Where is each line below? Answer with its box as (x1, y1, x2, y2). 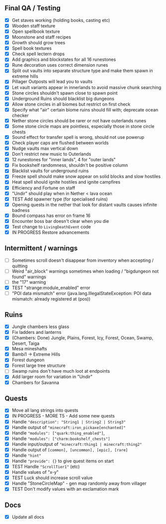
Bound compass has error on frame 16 (11, 212, 90, 218)
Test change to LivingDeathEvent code (11, 223, 91, 229)
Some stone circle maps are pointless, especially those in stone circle (11, 123, 155, 129)
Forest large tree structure (11, 363, 66, 369)
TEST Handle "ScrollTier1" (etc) (11, 464, 80, 469)
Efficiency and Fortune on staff (11, 185, 76, 191)
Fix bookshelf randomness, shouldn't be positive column (11, 162, 128, 168)
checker (11, 112, 29, 118)
